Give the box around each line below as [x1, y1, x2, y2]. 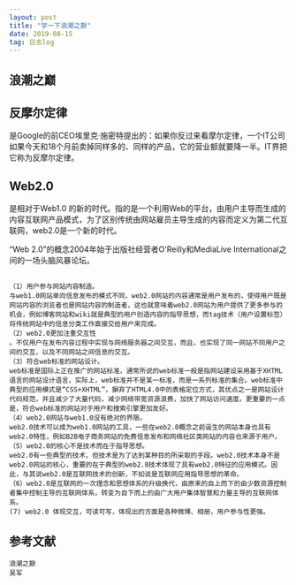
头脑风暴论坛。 [39, 255, 95, 266]
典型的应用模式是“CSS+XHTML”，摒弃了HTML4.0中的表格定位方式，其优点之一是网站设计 [9, 385, 285, 394]
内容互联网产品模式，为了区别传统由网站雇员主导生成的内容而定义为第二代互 [9, 214, 288, 225]
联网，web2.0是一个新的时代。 [9, 225, 122, 236]
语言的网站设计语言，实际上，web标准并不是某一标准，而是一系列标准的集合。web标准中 [9, 376, 283, 385]
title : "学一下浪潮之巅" [9, 21, 91, 30]
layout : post [9, 12, 57, 22]
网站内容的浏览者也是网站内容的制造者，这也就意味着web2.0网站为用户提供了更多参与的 [9, 301, 283, 310]
